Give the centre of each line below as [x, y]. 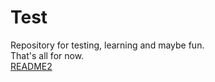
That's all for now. [47, 55]
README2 [31, 66]
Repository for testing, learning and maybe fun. [107, 45]
